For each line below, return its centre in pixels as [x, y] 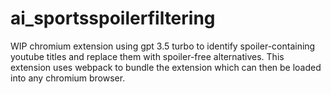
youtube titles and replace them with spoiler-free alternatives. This [147, 56]
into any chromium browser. [68, 78]
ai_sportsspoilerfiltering [113, 18]
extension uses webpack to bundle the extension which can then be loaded [166, 67]
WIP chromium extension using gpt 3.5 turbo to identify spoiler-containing [163, 46]
